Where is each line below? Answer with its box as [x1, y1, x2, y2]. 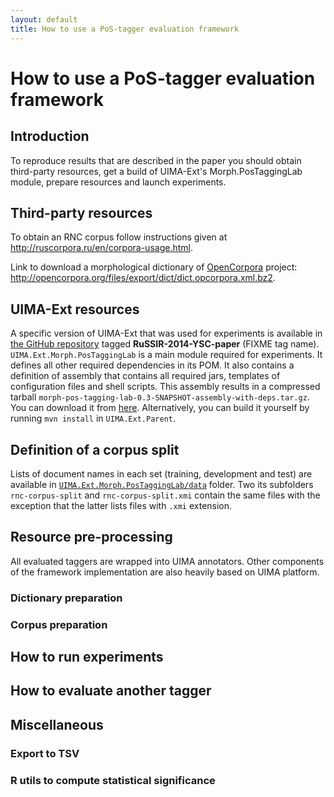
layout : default [10, 14, 78, 25]
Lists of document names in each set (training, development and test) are [10, 467, 313, 480]
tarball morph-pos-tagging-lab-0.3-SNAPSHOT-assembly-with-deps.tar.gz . [10, 391, 310, 403]
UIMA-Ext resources [10, 301, 140, 318]
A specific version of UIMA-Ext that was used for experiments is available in [10, 327, 323, 340]
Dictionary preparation [10, 591, 123, 605]
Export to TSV [10, 746, 80, 760]
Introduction [10, 128, 90, 145]
